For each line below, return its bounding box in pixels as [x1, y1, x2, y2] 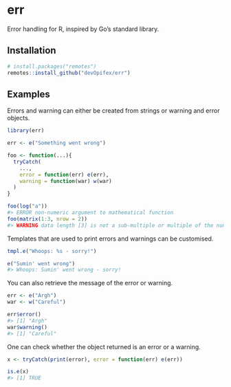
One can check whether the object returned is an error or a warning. [7, 342, 201, 351]
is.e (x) [7, 368, 30, 375]
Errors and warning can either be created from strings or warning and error [7, 107, 220, 115]
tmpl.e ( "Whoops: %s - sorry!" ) [7, 247, 97, 254]
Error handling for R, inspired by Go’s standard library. [7, 25, 159, 33]
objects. [7, 114, 30, 122]
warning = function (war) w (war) [19, 177, 112, 184]
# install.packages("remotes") [7, 63, 97, 70]
